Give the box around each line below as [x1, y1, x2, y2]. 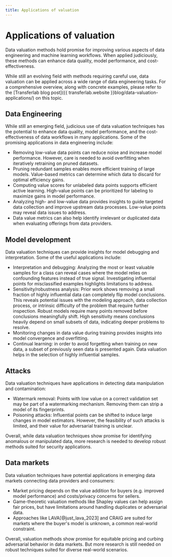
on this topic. [35, 94, 63, 101]
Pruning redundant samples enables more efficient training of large [12, 166, 155, 172]
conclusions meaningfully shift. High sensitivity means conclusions [12, 314, 155, 320]
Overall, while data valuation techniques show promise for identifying [5, 433, 151, 439]
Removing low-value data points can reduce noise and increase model [12, 149, 162, 156]
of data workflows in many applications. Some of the [35, 134, 146, 140]
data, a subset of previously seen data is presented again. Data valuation [12, 346, 167, 352]
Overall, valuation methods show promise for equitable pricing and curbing [5, 535, 164, 542]
